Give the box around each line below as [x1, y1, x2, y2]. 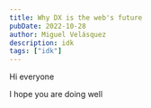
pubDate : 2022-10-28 [9, 22, 87, 31]
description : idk [9, 38, 75, 48]
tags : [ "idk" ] [9, 47, 63, 56]
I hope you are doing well [9, 89, 103, 100]
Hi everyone [9, 71, 55, 82]
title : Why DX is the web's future [9, 13, 143, 22]
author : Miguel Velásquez [9, 30, 106, 39]
